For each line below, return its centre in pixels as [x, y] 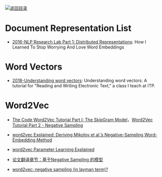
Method [44, 140]
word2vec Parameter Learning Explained [53, 149]
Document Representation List [68, 28]
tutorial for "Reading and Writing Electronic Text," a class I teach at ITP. [84, 85]
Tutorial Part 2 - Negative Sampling [47, 125]
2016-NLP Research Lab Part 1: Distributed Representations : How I [79, 42]
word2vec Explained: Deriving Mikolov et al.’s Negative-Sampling [78, 134]
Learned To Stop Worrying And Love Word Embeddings [68, 47]
